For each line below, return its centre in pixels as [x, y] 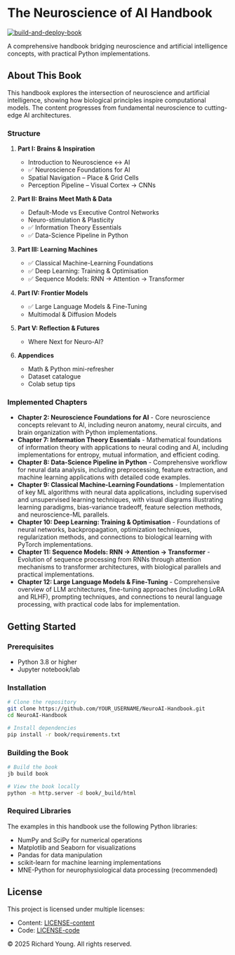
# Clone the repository [42, 702]
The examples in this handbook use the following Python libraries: [102, 826]
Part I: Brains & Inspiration [56, 148]
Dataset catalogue [54, 377]
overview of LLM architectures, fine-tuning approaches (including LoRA [121, 590]
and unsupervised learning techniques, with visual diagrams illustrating [120, 500]
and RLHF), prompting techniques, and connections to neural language [120, 597]
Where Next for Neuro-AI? [66, 342]
